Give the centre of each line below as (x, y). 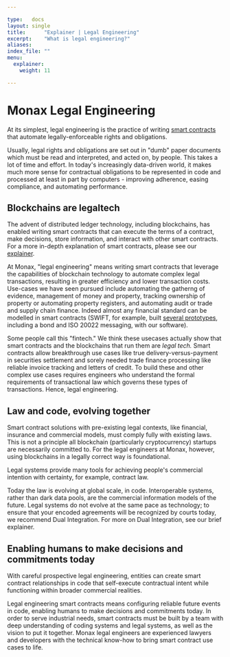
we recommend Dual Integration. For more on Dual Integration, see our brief (114, 520)
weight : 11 (35, 70)
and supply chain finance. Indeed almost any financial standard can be (107, 311)
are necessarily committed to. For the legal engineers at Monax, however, (111, 449)
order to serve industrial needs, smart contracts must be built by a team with (115, 618)
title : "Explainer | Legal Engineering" (73, 32)
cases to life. (25, 647)
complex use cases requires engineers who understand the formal (101, 375)
